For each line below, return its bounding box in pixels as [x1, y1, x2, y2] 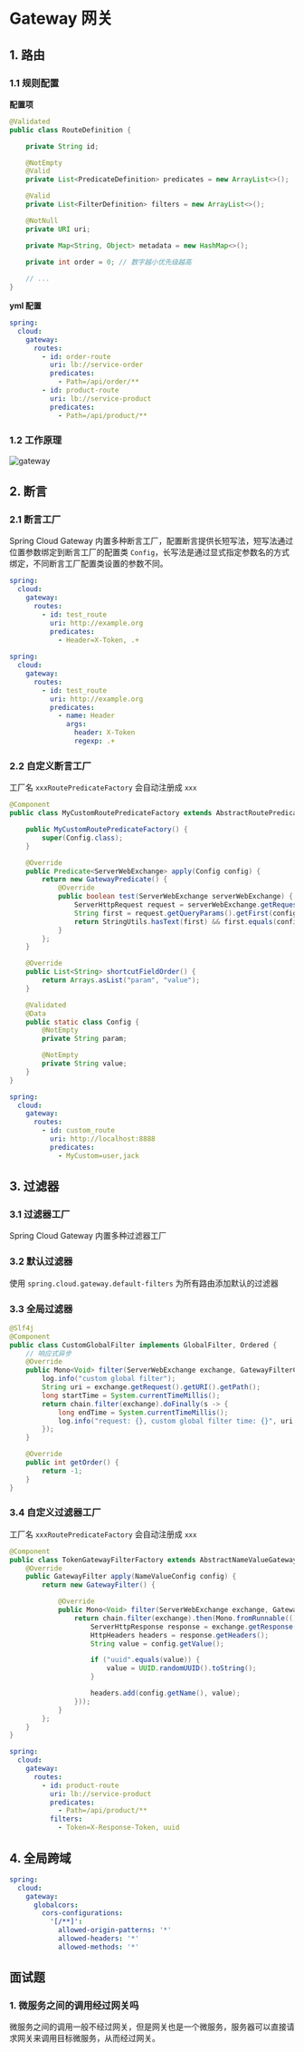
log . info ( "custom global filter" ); [42, 1375, 176, 1384]
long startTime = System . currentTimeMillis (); [42, 1391, 221, 1400]
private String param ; [42, 1035, 128, 1044]
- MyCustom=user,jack [57, 1151, 140, 1161]
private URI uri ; [25, 224, 91, 234]
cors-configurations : [42, 1909, 124, 1918]
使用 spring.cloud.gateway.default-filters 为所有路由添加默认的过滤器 [9, 1278, 279, 1289]
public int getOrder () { [25, 1458, 119, 1467]
